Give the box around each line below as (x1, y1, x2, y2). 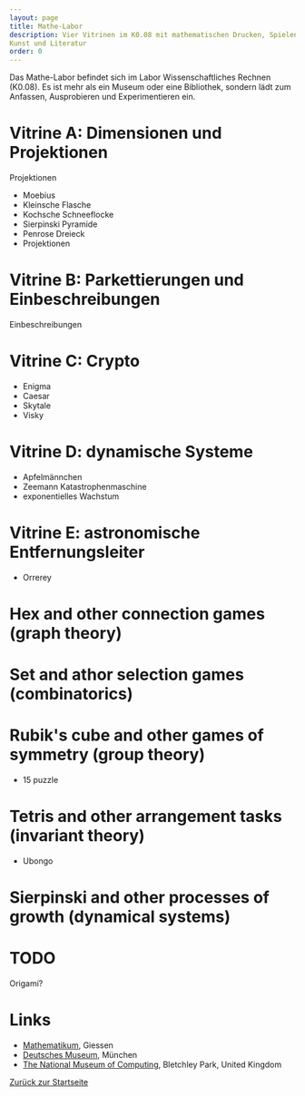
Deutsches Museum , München (22, 1050, 138, 1061)
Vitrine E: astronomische (9, 523, 201, 543)
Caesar (22, 390, 50, 401)
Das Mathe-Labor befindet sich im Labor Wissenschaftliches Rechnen (9, 72, 271, 83)
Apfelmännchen (22, 471, 83, 482)
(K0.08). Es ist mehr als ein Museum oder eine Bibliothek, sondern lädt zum (9, 82, 292, 93)
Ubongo (22, 856, 54, 866)
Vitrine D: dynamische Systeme (9, 442, 254, 463)
